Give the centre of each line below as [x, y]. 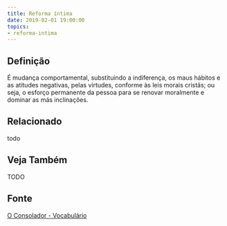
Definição [29, 61]
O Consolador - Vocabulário [47, 215]
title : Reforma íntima [40, 14]
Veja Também [37, 160]
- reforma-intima [32, 33]
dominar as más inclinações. [48, 100]
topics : [18, 26]
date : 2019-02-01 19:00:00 [46, 20]
